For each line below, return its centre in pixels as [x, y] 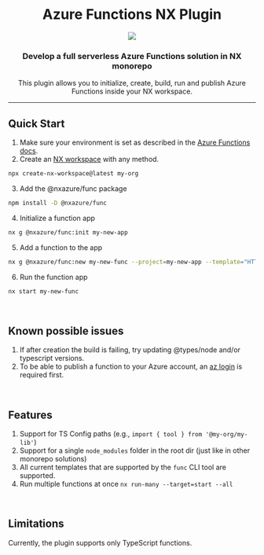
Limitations [36, 524]
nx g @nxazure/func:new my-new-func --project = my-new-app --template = [126, 262]
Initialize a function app [57, 218]
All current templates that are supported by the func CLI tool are [123, 467]
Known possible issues [66, 331]
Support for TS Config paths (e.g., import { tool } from [111, 434]
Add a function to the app [61, 247]
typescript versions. [52, 358]
